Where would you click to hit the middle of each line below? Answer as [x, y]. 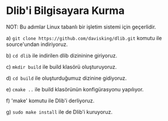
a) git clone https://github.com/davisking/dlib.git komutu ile [84, 38]
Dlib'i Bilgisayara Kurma [65, 11]
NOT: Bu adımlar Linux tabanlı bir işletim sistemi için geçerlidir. [81, 27]
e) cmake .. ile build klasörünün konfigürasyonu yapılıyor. [75, 89]
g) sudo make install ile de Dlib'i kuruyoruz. [59, 112]
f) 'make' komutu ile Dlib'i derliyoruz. [50, 101]
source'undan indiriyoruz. [37, 44]
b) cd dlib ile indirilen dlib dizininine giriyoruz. [62, 55]
